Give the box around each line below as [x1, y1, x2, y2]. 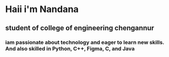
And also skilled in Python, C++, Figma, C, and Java [5, 45, 135, 52]
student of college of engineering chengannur [5, 24, 154, 32]
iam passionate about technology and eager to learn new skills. [5, 39, 164, 46]
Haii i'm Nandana [5, 4, 79, 15]
